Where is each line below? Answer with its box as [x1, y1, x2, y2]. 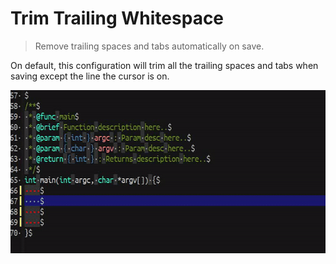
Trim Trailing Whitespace [10, 7, 225, 30]
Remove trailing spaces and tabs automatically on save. [34, 40, 265, 52]
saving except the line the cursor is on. [10, 70, 170, 82]
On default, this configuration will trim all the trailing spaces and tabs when [10, 59, 319, 71]
